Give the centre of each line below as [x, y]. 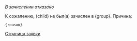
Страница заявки [23, 34]
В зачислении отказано [30, 7]
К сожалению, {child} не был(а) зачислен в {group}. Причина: [68, 16]
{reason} [14, 25]
